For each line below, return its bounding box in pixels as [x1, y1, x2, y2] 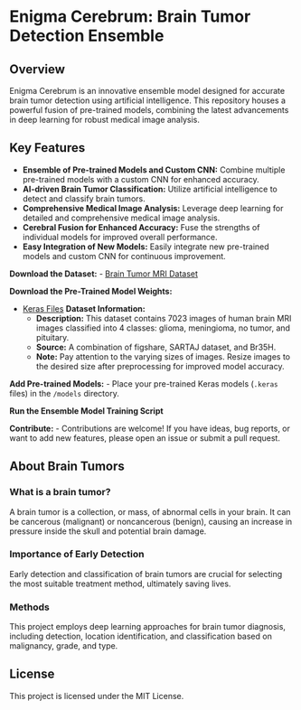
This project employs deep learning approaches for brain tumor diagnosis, [9, 621, 287, 632]
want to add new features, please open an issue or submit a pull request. [9, 432, 280, 444]
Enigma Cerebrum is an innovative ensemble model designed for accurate [9, 86, 286, 96]
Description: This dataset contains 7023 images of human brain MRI [35, 313, 292, 323]
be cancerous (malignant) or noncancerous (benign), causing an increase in [9, 516, 293, 527]
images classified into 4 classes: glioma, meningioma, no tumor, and [35, 322, 291, 333]
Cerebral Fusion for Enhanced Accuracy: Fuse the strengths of [22, 221, 260, 232]
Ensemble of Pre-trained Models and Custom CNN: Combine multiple [22, 164, 286, 175]
